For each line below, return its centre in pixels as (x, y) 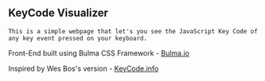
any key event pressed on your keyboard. (78, 38)
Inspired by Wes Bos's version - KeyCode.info (84, 68)
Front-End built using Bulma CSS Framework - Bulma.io (99, 53)
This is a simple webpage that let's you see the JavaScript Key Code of (133, 31)
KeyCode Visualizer (58, 13)
